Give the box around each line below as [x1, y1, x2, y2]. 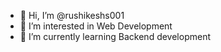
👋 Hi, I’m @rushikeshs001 [19, 10, 125, 21]
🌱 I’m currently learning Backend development [19, 31, 212, 42]
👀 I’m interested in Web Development [19, 20, 173, 32]
